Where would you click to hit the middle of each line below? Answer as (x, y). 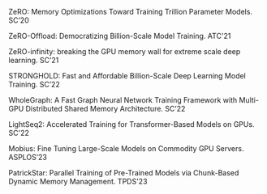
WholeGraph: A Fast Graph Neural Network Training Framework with (123, 100)
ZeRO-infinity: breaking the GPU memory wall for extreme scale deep (125, 51)
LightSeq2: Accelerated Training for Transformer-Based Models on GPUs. (131, 124)
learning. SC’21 (34, 60)
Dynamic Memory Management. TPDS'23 (78, 181)
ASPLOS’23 (28, 157)
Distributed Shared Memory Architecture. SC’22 (106, 109)
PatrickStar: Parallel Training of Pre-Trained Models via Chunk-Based (124, 173)
